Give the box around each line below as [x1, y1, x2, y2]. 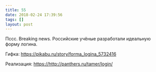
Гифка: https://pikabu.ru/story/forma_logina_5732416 [5, 51, 116, 57]
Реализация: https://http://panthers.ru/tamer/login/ [5, 61, 113, 67]
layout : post [5, 21, 33, 27]
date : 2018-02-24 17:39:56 [5, 12, 63, 17]
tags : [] [5, 17, 24, 22]
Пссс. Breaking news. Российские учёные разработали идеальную [5, 36, 151, 42]
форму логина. [5, 41, 38, 47]
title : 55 [5, 7, 27, 13]
